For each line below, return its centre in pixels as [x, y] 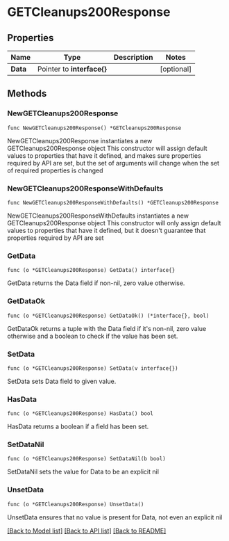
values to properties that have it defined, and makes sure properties [104, 155]
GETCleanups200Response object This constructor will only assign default [114, 223]
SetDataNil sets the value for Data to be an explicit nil [83, 472]
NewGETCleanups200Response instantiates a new [80, 140]
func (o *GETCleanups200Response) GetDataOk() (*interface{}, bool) [108, 316]
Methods [27, 94]
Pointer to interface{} [72, 69]
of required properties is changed [55, 170]
